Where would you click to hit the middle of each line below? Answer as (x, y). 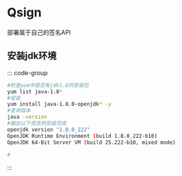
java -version (27, 117)
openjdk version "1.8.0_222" (49, 130)
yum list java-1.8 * (35, 91)
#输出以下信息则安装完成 (37, 123)
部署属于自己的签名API (39, 32)
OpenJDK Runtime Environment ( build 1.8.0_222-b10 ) (82, 136)
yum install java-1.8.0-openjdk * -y (59, 104)
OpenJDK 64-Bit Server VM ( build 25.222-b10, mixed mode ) (91, 142)
